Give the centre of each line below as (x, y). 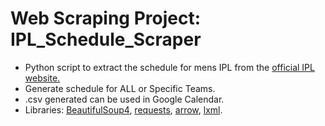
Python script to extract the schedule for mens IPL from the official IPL (169, 67)
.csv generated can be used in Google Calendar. (124, 99)
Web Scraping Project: (106, 18)
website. (42, 78)
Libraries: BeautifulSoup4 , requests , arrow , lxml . (123, 109)
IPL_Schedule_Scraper (106, 39)
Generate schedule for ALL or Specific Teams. (120, 88)
